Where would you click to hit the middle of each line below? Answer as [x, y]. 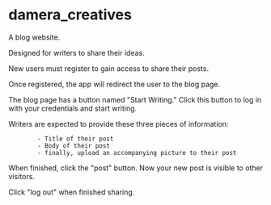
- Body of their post [74, 146]
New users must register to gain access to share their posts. [108, 68]
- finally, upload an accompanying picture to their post [137, 153]
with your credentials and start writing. [73, 108]
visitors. [21, 176]
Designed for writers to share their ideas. [77, 52]
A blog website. [34, 37]
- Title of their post [76, 139]
